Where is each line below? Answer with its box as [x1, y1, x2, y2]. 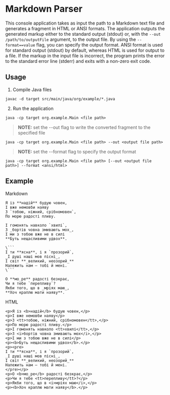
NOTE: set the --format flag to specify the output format [17, 148, 136, 155]
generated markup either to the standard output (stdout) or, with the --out [5, 31, 161, 37]
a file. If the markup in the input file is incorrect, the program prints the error [5, 52, 165, 59]
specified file [17, 129, 45, 136]
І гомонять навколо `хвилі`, [5, 223, 67, 228]
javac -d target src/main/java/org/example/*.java [5, 96, 115, 101]
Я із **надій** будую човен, [5, 200, 67, 205]
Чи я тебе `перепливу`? [5, 281, 56, 286]
